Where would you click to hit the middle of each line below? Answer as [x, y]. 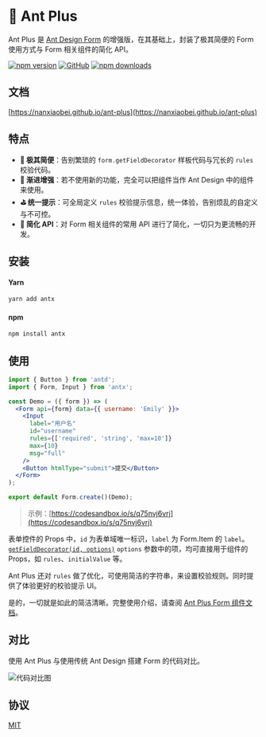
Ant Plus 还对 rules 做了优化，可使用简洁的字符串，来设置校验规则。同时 [128, 576]
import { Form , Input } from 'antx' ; [71, 387]
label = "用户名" [52, 424]
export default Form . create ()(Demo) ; [71, 497]
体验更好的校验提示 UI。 [62, 586]
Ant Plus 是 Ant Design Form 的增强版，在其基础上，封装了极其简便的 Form [131, 39]
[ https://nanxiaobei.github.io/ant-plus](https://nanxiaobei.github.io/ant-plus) [133, 112]
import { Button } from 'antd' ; [62, 379]
